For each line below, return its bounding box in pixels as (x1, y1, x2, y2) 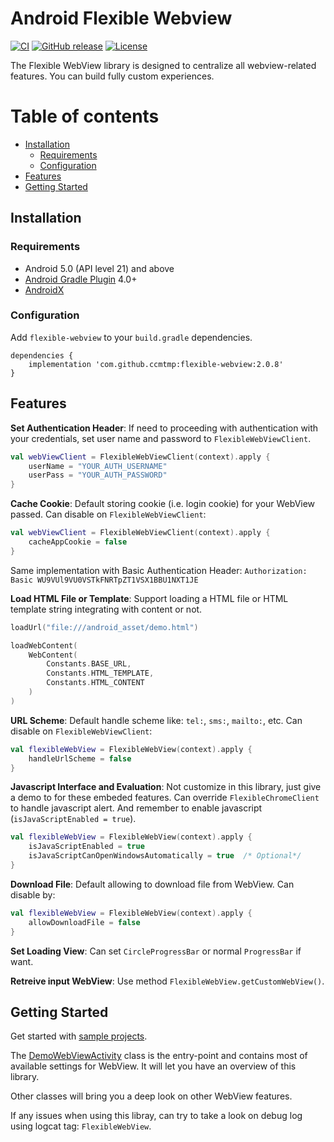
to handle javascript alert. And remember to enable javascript (10, 802, 263, 814)
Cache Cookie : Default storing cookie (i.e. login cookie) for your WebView (10, 498, 316, 510)
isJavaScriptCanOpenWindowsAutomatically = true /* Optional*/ (28, 851, 302, 861)
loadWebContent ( (10, 640, 78, 651)
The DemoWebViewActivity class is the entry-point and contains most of (10, 1050, 308, 1062)
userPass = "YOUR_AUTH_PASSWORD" (28, 470, 168, 481)
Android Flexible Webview (10, 7, 233, 30)
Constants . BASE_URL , (46, 659, 132, 669)
